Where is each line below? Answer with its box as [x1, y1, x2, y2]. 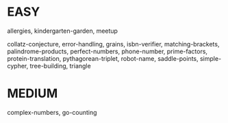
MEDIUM [7, 86, 58, 101]
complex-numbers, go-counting [7, 108, 97, 116]
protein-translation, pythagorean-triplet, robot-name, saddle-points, [7, 54, 199, 62]
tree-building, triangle [29, 61, 91, 70]
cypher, [7, 61, 29, 70]
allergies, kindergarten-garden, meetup [7, 27, 118, 35]
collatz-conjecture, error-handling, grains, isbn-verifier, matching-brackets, [7, 40, 220, 48]
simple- [199, 54, 222, 62]
